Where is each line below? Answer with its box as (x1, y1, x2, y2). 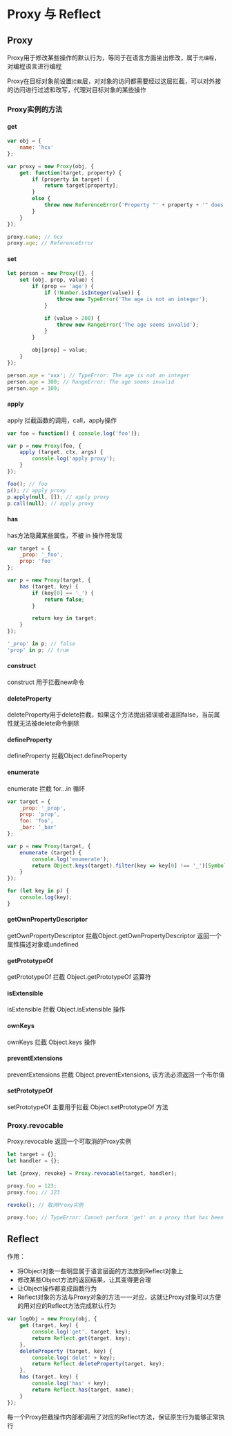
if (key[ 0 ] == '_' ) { (32, 589, 95, 596)
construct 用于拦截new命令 (7, 678, 85, 686)
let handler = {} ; (7, 1158, 60, 1165)
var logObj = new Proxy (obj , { (7, 1316, 97, 1322)
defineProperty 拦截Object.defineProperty (7, 752, 128, 760)
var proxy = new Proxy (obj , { (7, 163, 95, 170)
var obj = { (7, 138, 41, 145)
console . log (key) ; (19, 894, 72, 901)
